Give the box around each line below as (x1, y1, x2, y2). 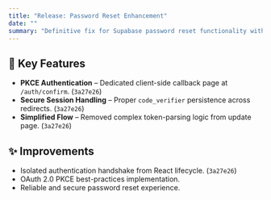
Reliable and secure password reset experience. (19, 183, 181, 192)
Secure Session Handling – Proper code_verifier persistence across (19, 95, 251, 105)
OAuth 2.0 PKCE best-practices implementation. (19, 174, 180, 184)
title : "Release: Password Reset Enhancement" (8, 11, 168, 20)
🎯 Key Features (8, 56, 86, 70)
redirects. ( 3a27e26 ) (19, 104, 85, 114)
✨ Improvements (8, 144, 94, 158)
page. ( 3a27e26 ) (19, 121, 73, 131)
